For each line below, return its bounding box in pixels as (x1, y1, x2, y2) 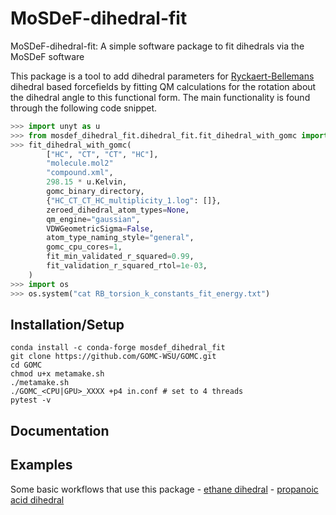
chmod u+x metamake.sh (10, 369, 105, 379)
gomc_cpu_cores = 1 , (46, 242, 123, 252)
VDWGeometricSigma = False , (46, 223, 155, 234)
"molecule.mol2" (46, 158, 114, 169)
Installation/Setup (10, 316, 125, 333)
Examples (10, 457, 73, 474)
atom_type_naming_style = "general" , (46, 233, 195, 243)
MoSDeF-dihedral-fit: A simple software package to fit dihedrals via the (10, 40, 305, 52)
